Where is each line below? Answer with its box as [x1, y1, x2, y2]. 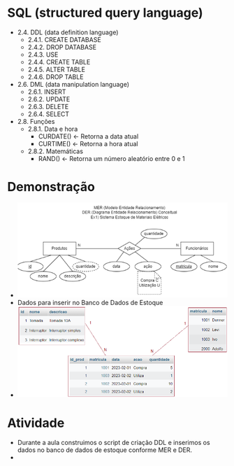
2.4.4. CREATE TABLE [27, 57, 91, 66]
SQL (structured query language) [7, 5, 204, 21]
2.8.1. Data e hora [27, 125, 78, 133]
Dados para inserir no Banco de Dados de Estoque [17, 299, 163, 307]
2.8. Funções [17, 117, 55, 125]
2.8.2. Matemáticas [27, 147, 84, 155]
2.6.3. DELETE [27, 102, 69, 111]
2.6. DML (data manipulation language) [17, 80, 130, 88]
